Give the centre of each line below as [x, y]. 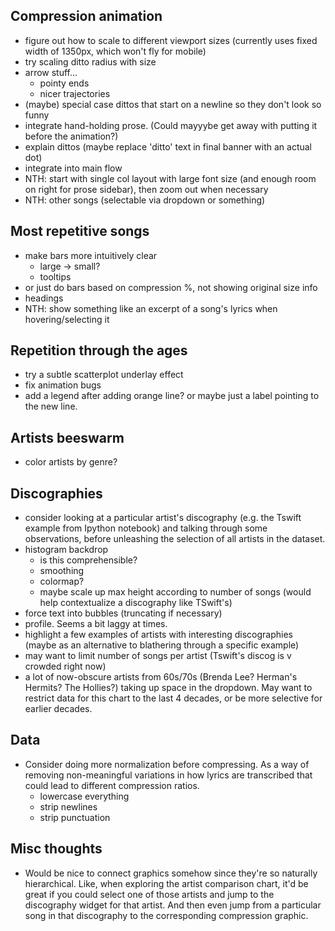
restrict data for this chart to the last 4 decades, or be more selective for [173, 698]
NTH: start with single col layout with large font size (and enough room [170, 178]
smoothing [62, 571]
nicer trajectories [75, 93]
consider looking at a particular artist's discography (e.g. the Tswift [163, 518]
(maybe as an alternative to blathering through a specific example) [162, 645]
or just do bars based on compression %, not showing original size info [171, 287]
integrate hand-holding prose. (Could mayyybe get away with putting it [171, 125]
